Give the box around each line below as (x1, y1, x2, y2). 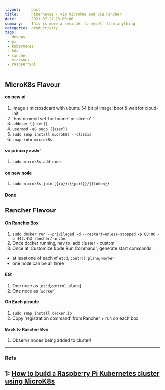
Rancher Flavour (5, 206, 56, 214)
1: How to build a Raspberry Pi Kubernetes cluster (5, 369, 160, 378)
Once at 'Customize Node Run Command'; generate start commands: (12, 245, 153, 251)
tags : (5, 30, 16, 35)
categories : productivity (5, 26, 58, 30)
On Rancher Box (5, 220, 39, 226)
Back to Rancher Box (5, 327, 48, 332)
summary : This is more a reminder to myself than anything (5, 21, 135, 26)
